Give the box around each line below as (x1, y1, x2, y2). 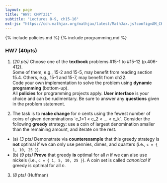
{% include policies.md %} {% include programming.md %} (5, 35, 127, 41)
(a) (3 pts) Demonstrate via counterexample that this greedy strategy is (12, 136, 160, 142)
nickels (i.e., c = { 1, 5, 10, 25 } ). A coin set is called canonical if (12, 157, 151, 163)
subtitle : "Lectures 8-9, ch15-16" (5, 16, 79, 21)
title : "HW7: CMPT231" (5, 12, 52, 17)
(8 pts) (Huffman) (12, 172, 49, 178)
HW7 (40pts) (5, 47, 37, 54)
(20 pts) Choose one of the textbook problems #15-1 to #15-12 (12, 58, 141, 65)
